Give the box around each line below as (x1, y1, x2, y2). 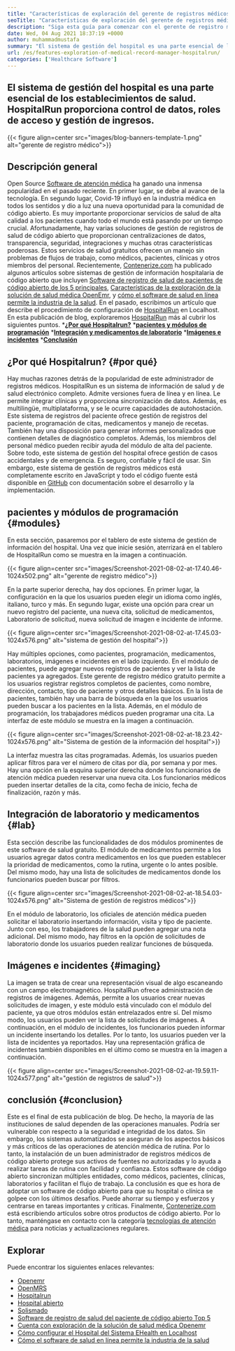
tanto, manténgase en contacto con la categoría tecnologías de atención (7, 1217, 216, 1225)
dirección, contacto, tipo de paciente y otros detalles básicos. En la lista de (7, 687, 223, 695)
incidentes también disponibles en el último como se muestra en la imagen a (7, 1045, 227, 1053)
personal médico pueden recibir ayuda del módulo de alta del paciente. (7, 442, 213, 450)
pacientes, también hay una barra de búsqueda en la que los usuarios (7, 694, 208, 702)
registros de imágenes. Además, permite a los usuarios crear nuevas (7, 993, 206, 1002)
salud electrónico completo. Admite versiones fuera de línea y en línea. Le (7, 389, 221, 398)
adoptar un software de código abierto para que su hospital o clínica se (7, 1187, 213, 1196)
